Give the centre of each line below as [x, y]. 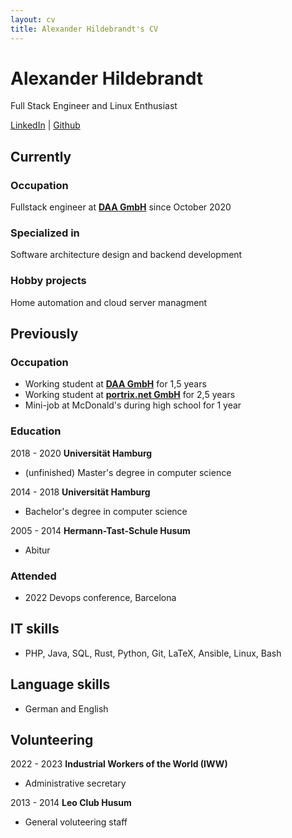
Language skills [60, 684]
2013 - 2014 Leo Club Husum [71, 803]
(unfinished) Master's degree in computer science [128, 472]
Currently [41, 156]
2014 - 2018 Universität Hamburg [80, 492]
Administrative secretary [75, 783]
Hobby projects [48, 281]
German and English [66, 708]
